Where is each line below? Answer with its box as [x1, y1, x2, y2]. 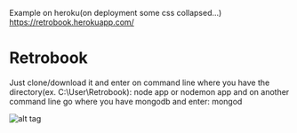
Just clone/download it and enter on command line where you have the [9, 77, 270, 88]
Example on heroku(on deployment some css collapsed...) [9, 8, 222, 18]
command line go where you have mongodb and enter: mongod [9, 96, 243, 106]
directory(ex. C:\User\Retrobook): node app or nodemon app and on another [9, 86, 290, 97]
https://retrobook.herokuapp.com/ [9, 17, 135, 27]
